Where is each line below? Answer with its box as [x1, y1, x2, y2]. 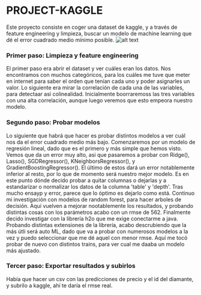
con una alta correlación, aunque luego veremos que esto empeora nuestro [6, 97, 193, 104]
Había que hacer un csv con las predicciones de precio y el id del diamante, [6, 275, 194, 282]
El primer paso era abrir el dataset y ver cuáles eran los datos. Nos [6, 65, 171, 72]
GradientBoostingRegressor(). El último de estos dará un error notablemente [6, 163, 195, 171]
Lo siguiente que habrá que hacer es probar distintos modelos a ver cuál [6, 132, 186, 139]
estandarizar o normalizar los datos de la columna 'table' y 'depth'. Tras [6, 183, 184, 190]
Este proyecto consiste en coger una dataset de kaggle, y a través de [6, 23, 178, 31]
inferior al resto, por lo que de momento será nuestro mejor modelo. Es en [6, 170, 189, 177]
